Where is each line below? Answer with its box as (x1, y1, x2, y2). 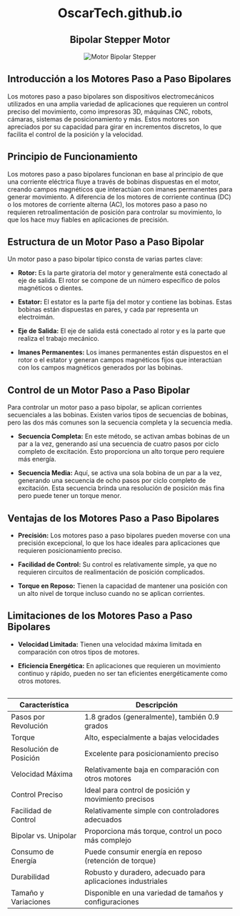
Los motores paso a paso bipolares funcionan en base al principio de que (7, 169, 224, 178)
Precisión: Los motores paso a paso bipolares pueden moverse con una (17, 531, 231, 540)
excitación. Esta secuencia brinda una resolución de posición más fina (17, 484, 225, 492)
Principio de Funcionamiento (7, 151, 138, 163)
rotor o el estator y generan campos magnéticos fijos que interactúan (17, 356, 222, 364)
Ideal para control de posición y (84, 785, 191, 795)
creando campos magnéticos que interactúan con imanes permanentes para (7, 184, 233, 194)
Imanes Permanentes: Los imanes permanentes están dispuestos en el (17, 348, 229, 357)
